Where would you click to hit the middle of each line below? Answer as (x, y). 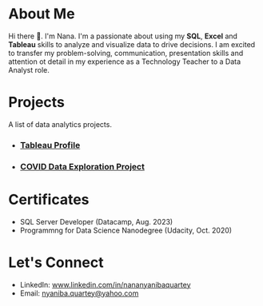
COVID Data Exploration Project (82, 166)
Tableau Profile (50, 145)
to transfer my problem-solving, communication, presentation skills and (126, 53)
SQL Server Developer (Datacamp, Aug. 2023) (96, 221)
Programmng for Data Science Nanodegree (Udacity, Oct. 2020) (126, 230)
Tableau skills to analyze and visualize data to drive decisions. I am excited (132, 44)
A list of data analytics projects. (60, 124)
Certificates (49, 199)
